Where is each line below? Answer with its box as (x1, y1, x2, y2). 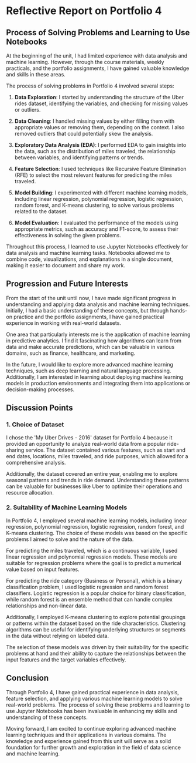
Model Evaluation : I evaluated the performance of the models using (14, 219, 178, 226)
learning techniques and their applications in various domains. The (6, 731, 167, 738)
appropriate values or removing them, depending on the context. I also (14, 124, 185, 130)
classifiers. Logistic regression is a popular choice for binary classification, (6, 589, 186, 597)
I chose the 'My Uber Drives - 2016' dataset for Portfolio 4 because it (6, 433, 173, 441)
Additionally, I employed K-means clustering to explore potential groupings (6, 613, 186, 620)
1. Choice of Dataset (6, 421, 64, 429)
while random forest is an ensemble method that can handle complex (6, 596, 173, 603)
